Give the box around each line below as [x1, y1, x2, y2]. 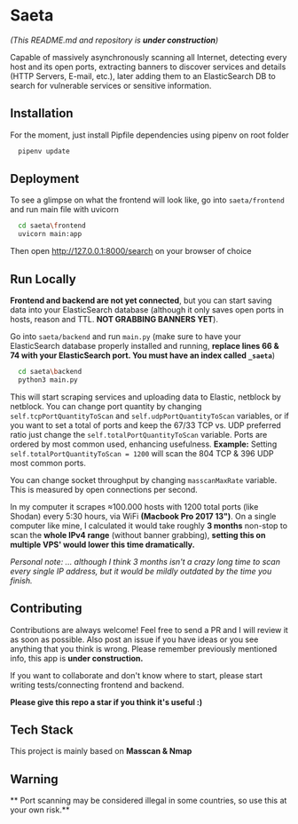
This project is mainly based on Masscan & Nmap [10, 746, 192, 757]
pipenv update [18, 147, 70, 155]
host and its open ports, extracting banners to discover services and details [10, 61, 286, 72]
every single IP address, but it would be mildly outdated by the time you [10, 566, 272, 576]
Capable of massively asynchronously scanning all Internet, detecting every [10, 51, 287, 62]
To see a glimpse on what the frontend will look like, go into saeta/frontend [10, 194, 285, 205]
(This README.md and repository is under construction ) [10, 35, 219, 45]
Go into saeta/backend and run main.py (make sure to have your [10, 331, 242, 342]
